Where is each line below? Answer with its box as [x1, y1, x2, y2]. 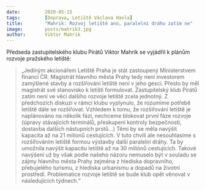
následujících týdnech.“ [21, 177, 81, 185]
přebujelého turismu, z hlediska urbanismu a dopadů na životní [21, 164, 181, 172]
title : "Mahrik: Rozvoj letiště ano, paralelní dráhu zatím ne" [6, 20, 193, 26]
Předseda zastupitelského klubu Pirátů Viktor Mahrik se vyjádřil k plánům [6, 48, 190, 56]
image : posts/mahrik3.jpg [6, 26, 92, 32]
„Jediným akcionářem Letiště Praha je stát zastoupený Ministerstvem [21, 67, 196, 74]
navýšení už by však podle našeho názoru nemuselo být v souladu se [21, 151, 197, 159]
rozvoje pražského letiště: [6, 55, 72, 62]
